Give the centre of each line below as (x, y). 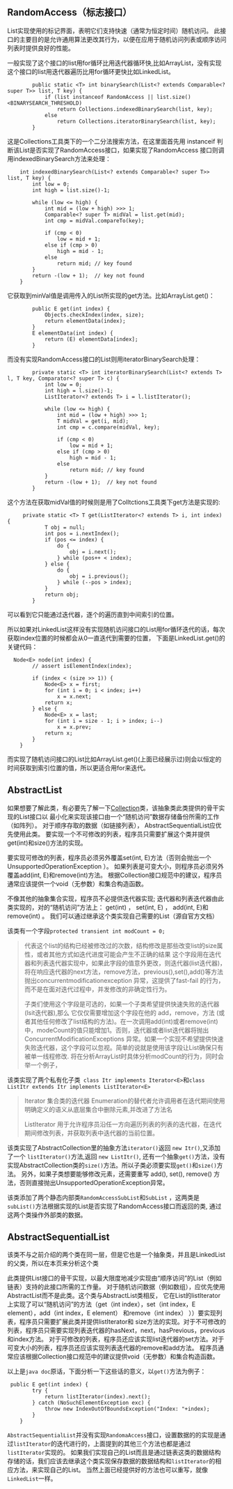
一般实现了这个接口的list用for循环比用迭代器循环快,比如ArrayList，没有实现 (114, 63)
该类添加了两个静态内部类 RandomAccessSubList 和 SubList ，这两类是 (104, 1197)
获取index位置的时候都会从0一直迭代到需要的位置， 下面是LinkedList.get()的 (116, 638)
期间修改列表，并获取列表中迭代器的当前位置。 (91, 1133)
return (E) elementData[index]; (91, 339)
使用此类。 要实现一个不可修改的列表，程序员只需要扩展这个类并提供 (111, 834)
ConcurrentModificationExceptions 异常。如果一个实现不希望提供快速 (124, 1039)
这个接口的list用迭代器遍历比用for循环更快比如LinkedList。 (91, 71)
